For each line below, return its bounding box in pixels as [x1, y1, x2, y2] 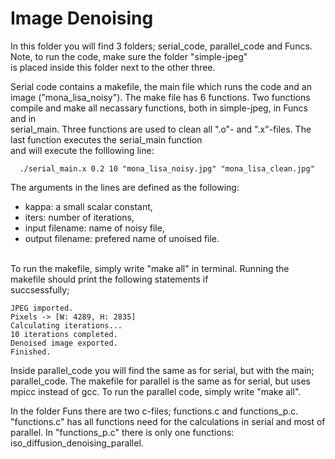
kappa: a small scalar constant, [24, 200, 153, 212]
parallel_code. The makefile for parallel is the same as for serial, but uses [10, 375, 312, 387]
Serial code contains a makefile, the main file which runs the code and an [10, 80, 312, 92]
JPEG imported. [10, 303, 74, 313]
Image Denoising [10, 7, 154, 30]
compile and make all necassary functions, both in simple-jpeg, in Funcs [10, 102, 308, 114]
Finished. [10, 347, 52, 357]
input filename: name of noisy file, [24, 222, 165, 234]
